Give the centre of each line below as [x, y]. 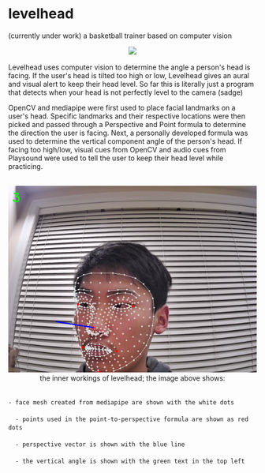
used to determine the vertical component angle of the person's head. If [125, 141]
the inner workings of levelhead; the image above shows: [132, 378]
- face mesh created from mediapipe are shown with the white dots [121, 402]
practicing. [26, 166]
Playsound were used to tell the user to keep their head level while [116, 158]
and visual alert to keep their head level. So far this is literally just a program [131, 84]
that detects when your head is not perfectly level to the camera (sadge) [125, 92]
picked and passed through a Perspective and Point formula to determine [127, 124]
